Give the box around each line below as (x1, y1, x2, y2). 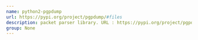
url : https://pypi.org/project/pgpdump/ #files (6, 14, 123, 20)
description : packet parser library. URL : (6, 19, 115, 25)
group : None (6, 25, 35, 31)
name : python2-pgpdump (6, 8, 62, 15)
